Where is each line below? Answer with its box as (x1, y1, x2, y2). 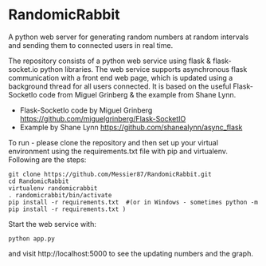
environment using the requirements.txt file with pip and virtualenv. (8, 146, 229, 156)
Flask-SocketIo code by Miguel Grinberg (19, 105, 153, 115)
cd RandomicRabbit (8, 177, 69, 185)
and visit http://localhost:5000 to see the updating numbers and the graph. (8, 248, 253, 258)
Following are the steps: (8, 154, 87, 165)
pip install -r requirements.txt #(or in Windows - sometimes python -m (8, 198, 259, 206)
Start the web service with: (8, 219, 97, 228)
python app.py (8, 234, 56, 243)
